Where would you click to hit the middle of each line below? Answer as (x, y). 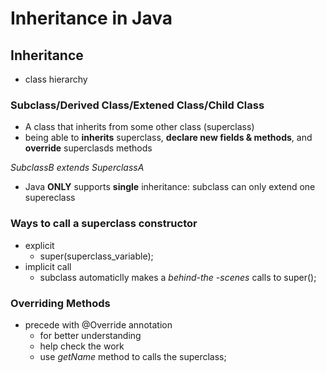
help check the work (82, 346)
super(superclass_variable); (96, 256)
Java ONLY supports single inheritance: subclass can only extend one (170, 187)
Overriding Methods (60, 303)
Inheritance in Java (91, 18)
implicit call (48, 266)
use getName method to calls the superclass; (133, 356)
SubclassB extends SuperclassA (77, 168)
